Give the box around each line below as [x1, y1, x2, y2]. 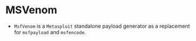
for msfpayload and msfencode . [13, 28, 86, 35]
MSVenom [5, 3, 58, 17]
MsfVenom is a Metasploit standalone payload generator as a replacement [13, 23, 190, 29]
